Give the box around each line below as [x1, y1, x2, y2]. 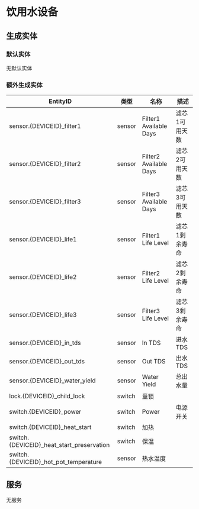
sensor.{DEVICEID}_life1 [9, 235, 77, 243]
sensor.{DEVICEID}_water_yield [9, 376, 96, 385]
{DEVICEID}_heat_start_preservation [9, 441, 110, 449]
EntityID [48, 97, 72, 105]
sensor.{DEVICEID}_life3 [9, 311, 77, 319]
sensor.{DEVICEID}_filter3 [9, 198, 81, 206]
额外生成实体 [6, 80, 43, 89]
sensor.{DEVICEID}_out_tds [9, 357, 85, 366]
